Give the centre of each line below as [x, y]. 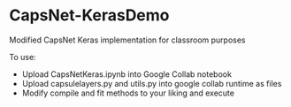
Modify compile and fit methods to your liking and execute [128, 93]
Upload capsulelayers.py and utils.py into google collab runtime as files [152, 83]
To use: [23, 57]
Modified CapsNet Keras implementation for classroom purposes [127, 40]
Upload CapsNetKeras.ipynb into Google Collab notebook [127, 74]
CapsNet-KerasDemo [89, 15]
